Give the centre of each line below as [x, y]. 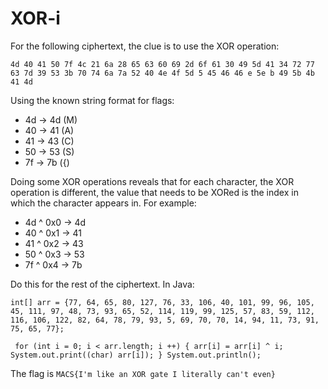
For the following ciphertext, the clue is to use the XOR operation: [145, 46]
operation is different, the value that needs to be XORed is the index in [154, 192]
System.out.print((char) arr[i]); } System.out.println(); [136, 355]
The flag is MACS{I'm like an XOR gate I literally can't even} [143, 373]
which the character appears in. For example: [103, 203]
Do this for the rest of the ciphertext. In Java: [102, 284]
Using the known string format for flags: [92, 100]
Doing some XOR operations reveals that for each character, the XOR [152, 181]
